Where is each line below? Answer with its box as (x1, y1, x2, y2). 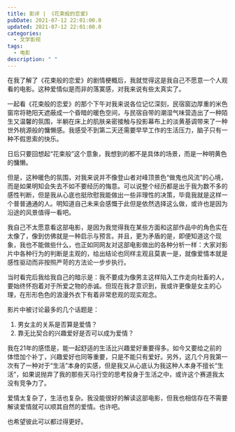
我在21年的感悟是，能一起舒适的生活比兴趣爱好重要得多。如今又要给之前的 (7, 344, 222, 352)
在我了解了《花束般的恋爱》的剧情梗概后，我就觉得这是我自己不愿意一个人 (7, 76, 222, 84)
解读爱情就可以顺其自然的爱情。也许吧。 (7, 402, 124, 410)
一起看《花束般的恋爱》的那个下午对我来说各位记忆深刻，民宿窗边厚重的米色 (7, 99, 228, 108)
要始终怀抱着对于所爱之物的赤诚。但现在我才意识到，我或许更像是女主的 (7, 281, 215, 290)
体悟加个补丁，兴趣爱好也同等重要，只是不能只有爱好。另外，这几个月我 (7, 352, 215, 361)
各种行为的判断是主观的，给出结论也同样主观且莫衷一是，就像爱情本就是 (19, 249, 228, 258)
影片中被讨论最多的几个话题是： (7, 305, 99, 314)
